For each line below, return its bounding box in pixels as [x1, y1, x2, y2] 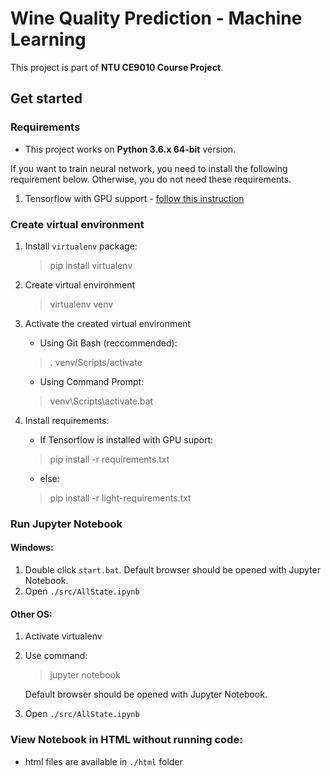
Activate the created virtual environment [24, 317, 192, 329]
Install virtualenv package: [24, 240, 138, 252]
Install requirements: [24, 414, 110, 426]
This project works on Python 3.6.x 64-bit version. [24, 143, 236, 155]
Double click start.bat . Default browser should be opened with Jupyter [24, 564, 322, 576]
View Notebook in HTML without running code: [10, 733, 243, 747]
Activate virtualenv [24, 630, 103, 642]
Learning [10, 28, 87, 51]
